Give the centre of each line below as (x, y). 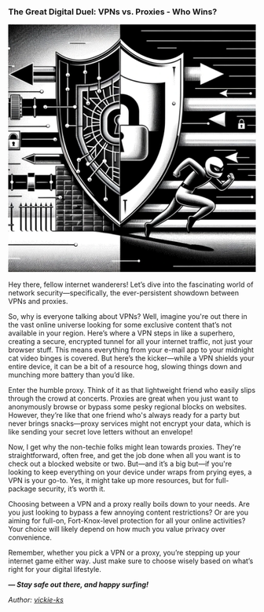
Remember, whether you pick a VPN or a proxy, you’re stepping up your (125, 553)
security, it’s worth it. (72, 489)
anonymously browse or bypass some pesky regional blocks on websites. (128, 407)
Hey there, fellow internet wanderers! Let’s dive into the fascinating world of (131, 284)
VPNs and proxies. (38, 302)
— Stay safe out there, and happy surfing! (79, 585)
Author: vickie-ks (36, 600)
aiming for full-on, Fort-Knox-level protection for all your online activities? (127, 521)
